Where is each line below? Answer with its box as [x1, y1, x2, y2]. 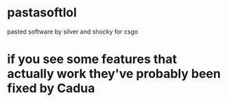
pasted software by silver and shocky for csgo [7, 27, 139, 36]
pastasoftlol [7, 5, 77, 21]
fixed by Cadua [7, 81, 95, 97]
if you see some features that [7, 51, 177, 67]
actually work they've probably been [7, 66, 221, 81]
